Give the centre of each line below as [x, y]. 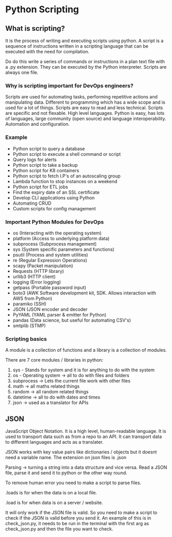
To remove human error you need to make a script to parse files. [73, 483]
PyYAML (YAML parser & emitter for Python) [60, 314]
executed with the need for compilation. [47, 52]
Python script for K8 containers [46, 170]
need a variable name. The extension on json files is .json [66, 457]
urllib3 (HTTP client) [34, 276]
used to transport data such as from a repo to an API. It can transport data [84, 436]
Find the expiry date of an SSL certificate [56, 192]
